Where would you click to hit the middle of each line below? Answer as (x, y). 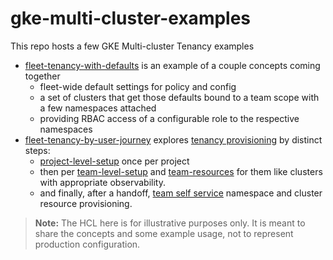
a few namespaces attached (98, 108)
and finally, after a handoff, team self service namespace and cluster (181, 193)
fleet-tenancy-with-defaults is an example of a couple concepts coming (172, 65)
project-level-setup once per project (114, 161)
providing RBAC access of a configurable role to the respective (169, 118)
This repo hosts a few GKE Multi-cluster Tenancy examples (132, 46)
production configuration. (87, 244)
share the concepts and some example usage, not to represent (164, 233)
